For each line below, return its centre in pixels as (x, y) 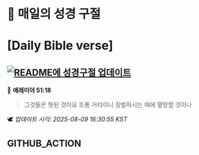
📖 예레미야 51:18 (29, 90)
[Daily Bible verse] (60, 46)
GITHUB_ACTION (44, 143)
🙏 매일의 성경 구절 (54, 14)
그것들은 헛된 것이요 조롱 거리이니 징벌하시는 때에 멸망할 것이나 (108, 105)
